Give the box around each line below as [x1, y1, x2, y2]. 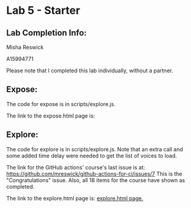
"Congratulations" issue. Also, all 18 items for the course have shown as [6, 176, 186, 184]
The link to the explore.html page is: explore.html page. [6, 194, 144, 202]
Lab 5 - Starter [6, 4, 80, 17]
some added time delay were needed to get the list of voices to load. [6, 152, 177, 159]
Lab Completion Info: [6, 28, 87, 38]
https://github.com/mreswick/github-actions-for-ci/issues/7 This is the [6, 170, 183, 177]
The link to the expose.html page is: [6, 112, 95, 119]
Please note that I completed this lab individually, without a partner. [6, 67, 173, 74]
